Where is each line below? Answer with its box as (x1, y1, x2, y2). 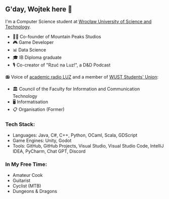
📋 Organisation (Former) (12, 106, 65, 112)
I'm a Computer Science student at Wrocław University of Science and (5, 18, 152, 24)
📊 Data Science (12, 46, 46, 53)
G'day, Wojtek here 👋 (5, 5, 73, 14)
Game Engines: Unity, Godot (12, 138, 72, 144)
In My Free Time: (5, 161, 47, 168)
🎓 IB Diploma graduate (12, 54, 62, 60)
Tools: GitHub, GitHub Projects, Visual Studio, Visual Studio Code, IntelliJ (12, 143, 164, 149)
